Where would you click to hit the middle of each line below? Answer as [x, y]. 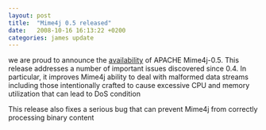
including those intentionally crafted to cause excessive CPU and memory [129, 86]
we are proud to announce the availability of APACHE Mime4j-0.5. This [124, 60]
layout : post [30, 15]
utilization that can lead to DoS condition [75, 94]
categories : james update [51, 38]
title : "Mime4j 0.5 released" [60, 23]
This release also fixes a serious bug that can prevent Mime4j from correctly [133, 109]
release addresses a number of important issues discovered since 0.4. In [127, 69]
